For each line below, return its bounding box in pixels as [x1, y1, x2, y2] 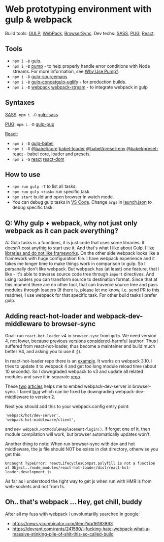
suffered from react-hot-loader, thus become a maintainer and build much [5, 343, 155, 349]
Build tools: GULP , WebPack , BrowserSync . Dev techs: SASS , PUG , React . [5, 30, 155, 36]
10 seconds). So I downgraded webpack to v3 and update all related [5, 368, 144, 374]
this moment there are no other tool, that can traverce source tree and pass [5, 282, 158, 288]
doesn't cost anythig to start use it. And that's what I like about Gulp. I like [5, 245, 155, 251]
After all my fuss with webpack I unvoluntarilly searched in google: [5, 511, 140, 517]
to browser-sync [43, 319, 96, 328]
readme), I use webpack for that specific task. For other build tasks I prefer [5, 292, 157, 298]
